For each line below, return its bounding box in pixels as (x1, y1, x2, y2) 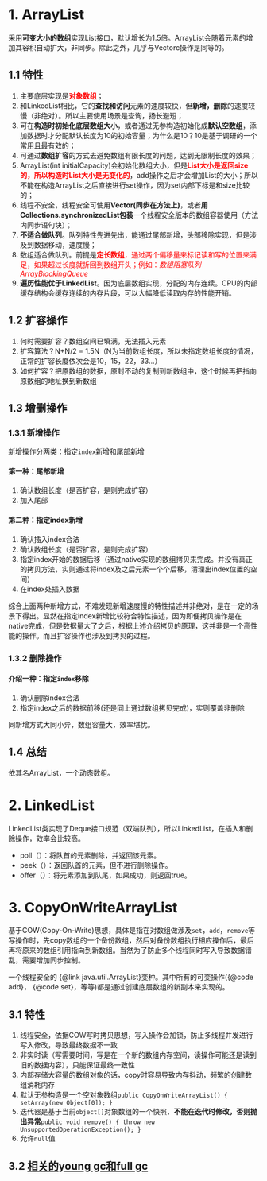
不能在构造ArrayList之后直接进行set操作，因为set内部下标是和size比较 (19, 180, 250, 190)
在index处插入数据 (19, 584, 80, 594)
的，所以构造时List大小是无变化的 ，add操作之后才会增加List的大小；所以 (19, 170, 258, 180)
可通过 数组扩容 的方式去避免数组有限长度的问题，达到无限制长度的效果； (19, 150, 257, 160)
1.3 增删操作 (8, 401, 68, 415)
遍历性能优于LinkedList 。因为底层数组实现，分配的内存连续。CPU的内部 (19, 278, 258, 288)
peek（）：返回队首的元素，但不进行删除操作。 (19, 860, 172, 869)
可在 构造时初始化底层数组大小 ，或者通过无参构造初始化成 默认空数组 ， (19, 121, 250, 130)
